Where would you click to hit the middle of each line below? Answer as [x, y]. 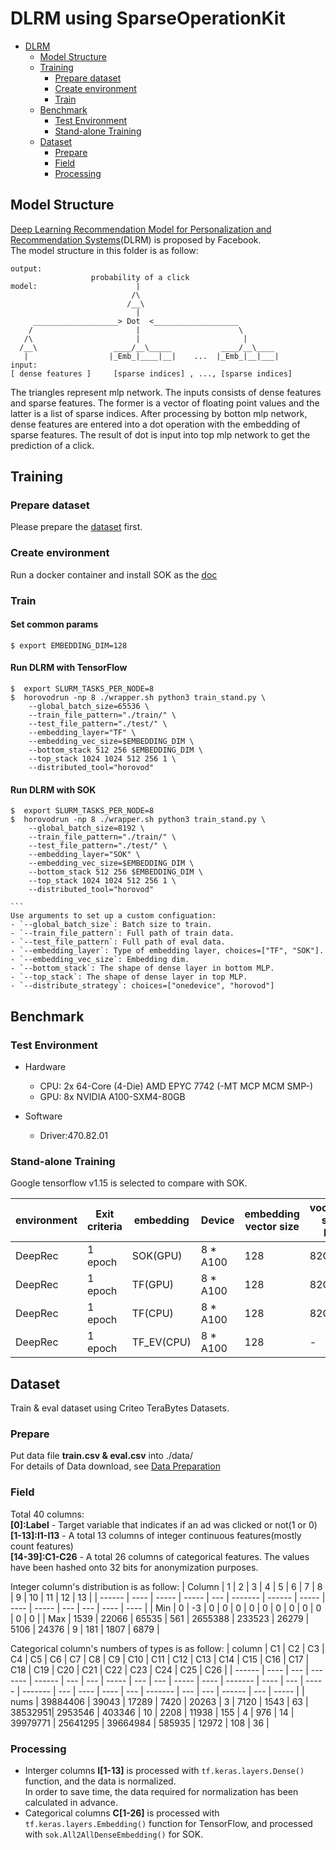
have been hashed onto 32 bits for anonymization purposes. [134, 1567]
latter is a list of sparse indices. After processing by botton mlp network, [159, 413]
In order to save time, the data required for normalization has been [161, 1791]
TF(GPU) [153, 1285]
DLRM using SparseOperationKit [148, 18]
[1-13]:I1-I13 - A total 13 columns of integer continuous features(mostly [156, 1535]
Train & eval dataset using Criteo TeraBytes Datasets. [120, 1408]
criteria [105, 1227]
